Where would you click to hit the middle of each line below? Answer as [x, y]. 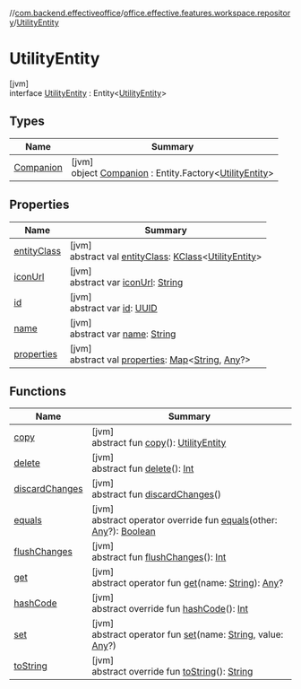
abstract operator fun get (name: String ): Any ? [188, 583]
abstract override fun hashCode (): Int [170, 609]
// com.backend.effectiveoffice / [67, 13]
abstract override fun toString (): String [172, 672]
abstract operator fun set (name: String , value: [188, 634]
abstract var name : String [123, 334]
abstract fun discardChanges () [157, 494]
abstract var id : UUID [114, 308]
